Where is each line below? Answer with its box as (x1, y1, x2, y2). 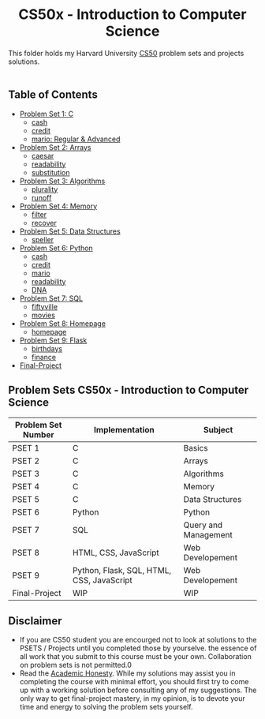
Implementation (93, 424, 155, 435)
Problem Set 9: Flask (19, 335, 88, 345)
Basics (183, 442, 208, 453)
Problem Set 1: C (19, 109, 74, 118)
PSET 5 (12, 493, 40, 504)
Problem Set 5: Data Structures (19, 227, 121, 236)
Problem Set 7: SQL (19, 294, 84, 303)
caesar (31, 151, 54, 160)
